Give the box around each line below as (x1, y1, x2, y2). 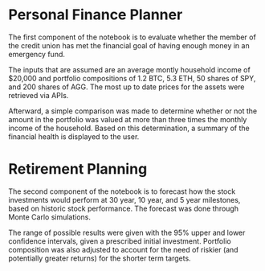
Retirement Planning (8, 160, 148, 179)
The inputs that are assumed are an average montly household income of (8, 64, 251, 74)
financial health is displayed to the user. (8, 131, 140, 142)
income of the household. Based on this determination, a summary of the (8, 123, 251, 133)
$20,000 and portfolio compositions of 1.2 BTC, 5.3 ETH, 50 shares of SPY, (8, 73, 256, 83)
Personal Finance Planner (8, 6, 183, 24)
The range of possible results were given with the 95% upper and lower (8, 228, 246, 237)
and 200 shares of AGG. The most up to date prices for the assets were (8, 82, 245, 92)
